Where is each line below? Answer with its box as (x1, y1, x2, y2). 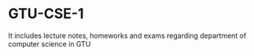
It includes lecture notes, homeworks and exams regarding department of (8, 31, 247, 40)
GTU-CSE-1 (8, 5, 84, 23)
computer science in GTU (8, 39, 91, 48)
